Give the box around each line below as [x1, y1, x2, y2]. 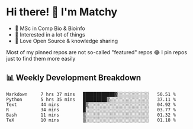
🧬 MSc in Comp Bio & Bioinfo [14, 25, 86, 32]
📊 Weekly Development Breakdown [6, 73, 141, 83]
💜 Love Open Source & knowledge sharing [14, 37, 118, 44]
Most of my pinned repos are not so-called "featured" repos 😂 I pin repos [6, 48, 188, 55]
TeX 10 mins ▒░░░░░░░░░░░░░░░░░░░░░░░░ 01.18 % [6, 117, 176, 123]
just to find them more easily [6, 55, 76, 62]
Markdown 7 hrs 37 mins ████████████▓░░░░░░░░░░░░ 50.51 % [6, 91, 176, 97]
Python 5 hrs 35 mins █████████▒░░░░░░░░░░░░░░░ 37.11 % [6, 97, 176, 102]
